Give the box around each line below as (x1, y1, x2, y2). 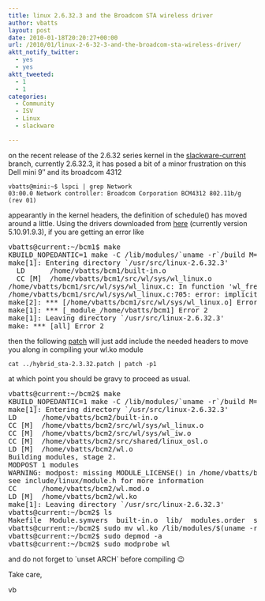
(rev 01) (8, 196, 37, 204)
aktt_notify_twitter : (8, 48, 80, 56)
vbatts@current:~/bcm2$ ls (8, 508, 113, 516)
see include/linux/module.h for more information (8, 476, 204, 485)
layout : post (8, 26, 51, 34)
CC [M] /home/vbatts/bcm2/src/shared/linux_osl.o (8, 437, 208, 445)
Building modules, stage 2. (8, 452, 117, 461)
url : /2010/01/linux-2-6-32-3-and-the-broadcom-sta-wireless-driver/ (8, 41, 242, 49)
